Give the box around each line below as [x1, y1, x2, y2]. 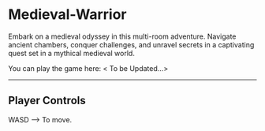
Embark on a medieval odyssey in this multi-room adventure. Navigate [8, 32, 237, 41]
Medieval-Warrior [8, 6, 127, 24]
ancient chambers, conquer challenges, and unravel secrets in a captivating [8, 39, 255, 49]
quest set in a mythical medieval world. [8, 48, 136, 58]
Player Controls [8, 94, 86, 107]
